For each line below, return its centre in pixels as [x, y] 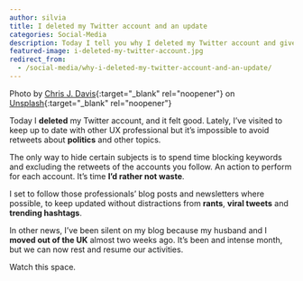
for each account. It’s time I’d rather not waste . [97, 176]
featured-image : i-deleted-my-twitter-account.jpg [106, 51]
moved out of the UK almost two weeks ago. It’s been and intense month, [146, 240]
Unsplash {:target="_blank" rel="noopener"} [91, 103]
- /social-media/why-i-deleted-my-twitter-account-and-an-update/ [145, 68]
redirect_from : [38, 59]
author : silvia [38, 18]
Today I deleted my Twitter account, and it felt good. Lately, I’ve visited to [146, 120]
